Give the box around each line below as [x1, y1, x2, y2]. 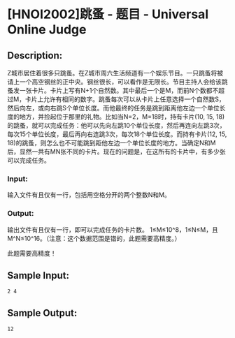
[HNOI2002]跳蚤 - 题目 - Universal [7, 6, 208, 22]
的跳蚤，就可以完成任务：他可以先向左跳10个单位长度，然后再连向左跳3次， [7, 122, 226, 129]
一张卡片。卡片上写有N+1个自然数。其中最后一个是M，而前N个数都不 [19, 87, 219, 94]
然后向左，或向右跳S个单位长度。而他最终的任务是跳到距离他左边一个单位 [7, 104, 220, 112]
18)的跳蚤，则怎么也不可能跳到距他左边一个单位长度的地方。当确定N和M [7, 139, 216, 147]
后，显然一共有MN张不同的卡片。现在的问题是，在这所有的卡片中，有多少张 [7, 147, 226, 156]
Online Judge [7, 22, 87, 38]
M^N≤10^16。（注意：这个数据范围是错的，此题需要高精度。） [7, 234, 181, 242]
